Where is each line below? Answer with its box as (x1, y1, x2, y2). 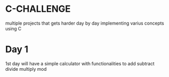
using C (5, 25, 22, 31)
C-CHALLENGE (5, 3, 71, 15)
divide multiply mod (5, 66, 47, 72)
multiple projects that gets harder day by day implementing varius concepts (5, 20, 164, 26)
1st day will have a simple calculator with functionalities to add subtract (5, 60, 155, 67)
